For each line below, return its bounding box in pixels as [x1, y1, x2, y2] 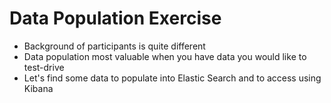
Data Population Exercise [9, 7, 222, 30]
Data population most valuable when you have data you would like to [23, 50, 307, 62]
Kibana [23, 82, 54, 94]
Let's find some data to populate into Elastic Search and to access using [23, 72, 322, 84]
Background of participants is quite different [23, 40, 206, 52]
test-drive [23, 61, 65, 73]
